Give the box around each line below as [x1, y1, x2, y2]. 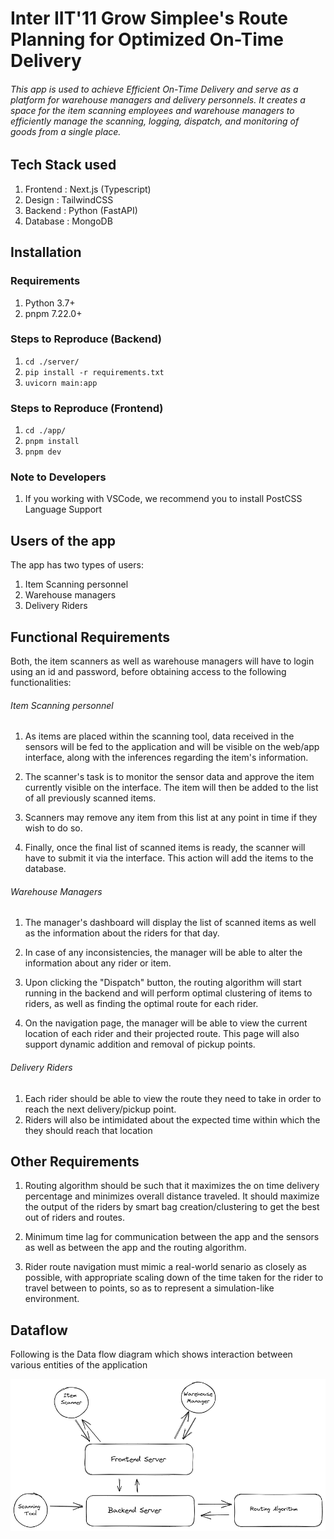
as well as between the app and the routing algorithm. [24, 1242, 247, 1254]
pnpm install [24, 437, 80, 447]
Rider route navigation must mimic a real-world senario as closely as [24, 1261, 307, 1273]
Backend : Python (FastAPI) [24, 204, 138, 216]
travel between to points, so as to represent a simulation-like [24, 1282, 275, 1294]
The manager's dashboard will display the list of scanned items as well [24, 917, 317, 929]
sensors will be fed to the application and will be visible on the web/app [24, 741, 320, 753]
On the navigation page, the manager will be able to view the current [24, 1017, 308, 1029]
